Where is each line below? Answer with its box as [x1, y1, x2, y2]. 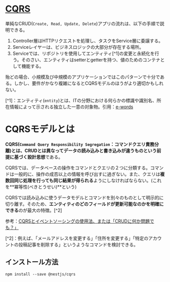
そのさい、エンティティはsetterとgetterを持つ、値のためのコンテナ [21, 56, 160, 62]
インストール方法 [5, 258, 59, 267]
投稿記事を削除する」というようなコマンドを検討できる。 [18, 241, 138, 247]
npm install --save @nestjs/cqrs [5, 271, 76, 277]
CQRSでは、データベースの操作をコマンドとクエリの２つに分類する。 [5, 165, 151, 171]
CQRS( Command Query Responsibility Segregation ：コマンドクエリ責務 [5, 141, 155, 147]
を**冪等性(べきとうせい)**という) [5, 183, 77, 190]
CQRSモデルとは [5, 123, 75, 135]
